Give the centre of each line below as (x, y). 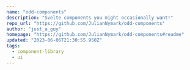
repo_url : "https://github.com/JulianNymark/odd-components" (86, 23)
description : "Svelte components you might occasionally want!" (90, 18)
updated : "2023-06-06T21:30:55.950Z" (54, 40)
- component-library (38, 52)
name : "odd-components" (37, 12)
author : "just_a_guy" (34, 29)
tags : (13, 46)
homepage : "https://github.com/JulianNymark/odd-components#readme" (95, 35)
